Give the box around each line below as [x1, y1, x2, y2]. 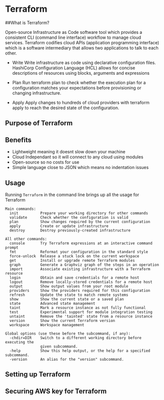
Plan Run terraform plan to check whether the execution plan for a [12, 80, 146, 86]
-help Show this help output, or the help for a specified [9, 348, 151, 353]
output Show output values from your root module [9, 284, 129, 288]
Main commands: [5, 206, 36, 211]
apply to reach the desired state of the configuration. [12, 105, 119, 111]
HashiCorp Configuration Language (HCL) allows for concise [12, 65, 136, 71]
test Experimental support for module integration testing [9, 310, 153, 314]
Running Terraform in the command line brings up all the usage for [5, 192, 139, 198]
